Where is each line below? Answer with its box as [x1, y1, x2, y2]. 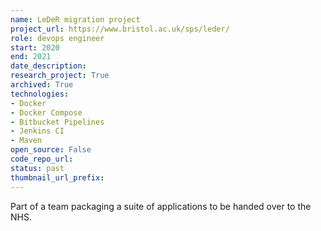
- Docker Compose [10, 107, 83, 118]
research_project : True [10, 71, 110, 81]
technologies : [10, 89, 70, 99]
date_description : [10, 61, 87, 71]
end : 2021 [10, 52, 52, 62]
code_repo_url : [10, 154, 74, 164]
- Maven [10, 136, 43, 146]
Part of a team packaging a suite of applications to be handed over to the [10, 200, 312, 212]
